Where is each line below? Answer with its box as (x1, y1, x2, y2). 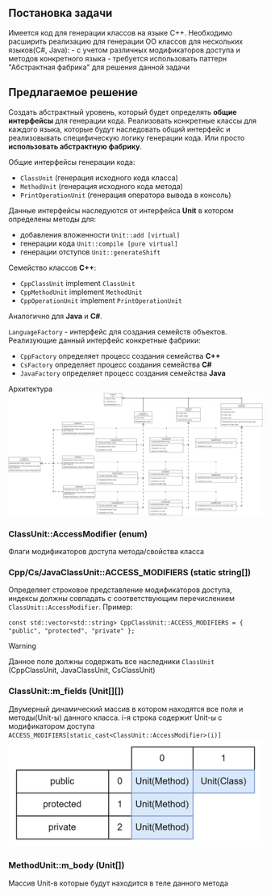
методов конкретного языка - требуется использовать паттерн (8, 53, 227, 63)
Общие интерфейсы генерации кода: (8, 157, 135, 166)
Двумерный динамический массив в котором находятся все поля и (8, 704, 244, 713)
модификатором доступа (8, 721, 95, 730)
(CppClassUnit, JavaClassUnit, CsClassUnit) (8, 666, 156, 675)
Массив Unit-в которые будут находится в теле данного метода (8, 878, 228, 888)
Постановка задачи (8, 6, 113, 20)
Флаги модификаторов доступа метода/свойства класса (8, 547, 204, 557)
